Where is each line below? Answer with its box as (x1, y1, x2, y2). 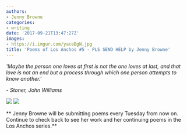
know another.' (6, 75, 42, 82)
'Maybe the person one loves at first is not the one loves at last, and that (6, 63, 181, 70)
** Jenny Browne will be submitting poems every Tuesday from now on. (6, 109, 179, 117)
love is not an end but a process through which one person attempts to (6, 68, 177, 76)
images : (6, 36, 25, 42)
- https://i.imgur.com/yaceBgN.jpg (6, 42, 93, 47)
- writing (6, 25, 30, 31)
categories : (6, 19, 35, 25)
